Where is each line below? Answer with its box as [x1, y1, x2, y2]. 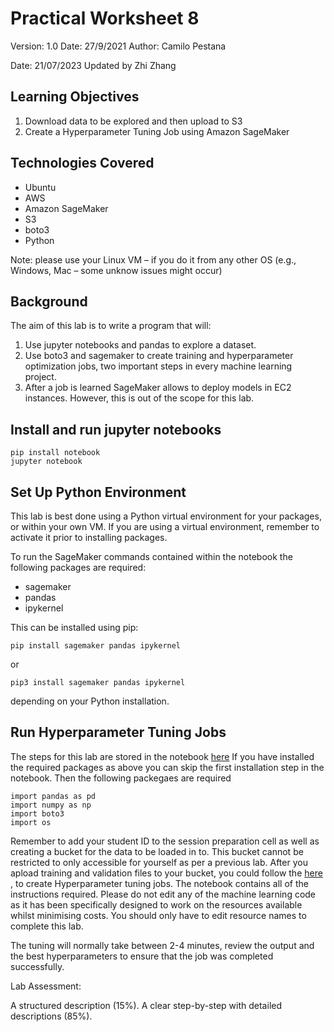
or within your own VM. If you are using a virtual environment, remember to [10, 521, 320, 532]
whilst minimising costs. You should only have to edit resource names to [10, 909, 307, 921]
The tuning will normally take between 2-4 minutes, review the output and [10, 939, 315, 951]
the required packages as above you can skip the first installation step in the [10, 761, 325, 773]
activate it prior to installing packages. [10, 532, 168, 543]
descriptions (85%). [10, 1010, 93, 1022]
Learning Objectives [10, 88, 140, 106]
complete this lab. [10, 920, 84, 932]
